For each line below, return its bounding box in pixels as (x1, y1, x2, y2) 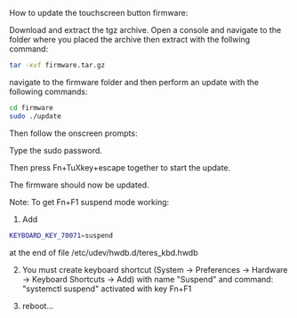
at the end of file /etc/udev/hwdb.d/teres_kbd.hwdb (9, 247, 198, 258)
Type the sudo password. (9, 145, 102, 155)
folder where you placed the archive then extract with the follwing (9, 35, 251, 44)
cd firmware (9, 103, 53, 112)
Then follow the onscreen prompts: (9, 128, 138, 139)
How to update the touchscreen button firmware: (9, 8, 189, 18)
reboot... (21, 300, 54, 311)
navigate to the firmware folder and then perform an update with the (9, 76, 260, 87)
